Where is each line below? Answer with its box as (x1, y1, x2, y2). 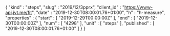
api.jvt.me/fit (5, 9, 32, 15)
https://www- (124, 4, 153, 10)
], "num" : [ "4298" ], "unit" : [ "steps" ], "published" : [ (39, 20, 155, 26)
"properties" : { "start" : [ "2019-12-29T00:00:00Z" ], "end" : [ (5, 15, 136, 20)
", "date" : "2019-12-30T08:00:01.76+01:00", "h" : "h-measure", (31, 9, 165, 15)
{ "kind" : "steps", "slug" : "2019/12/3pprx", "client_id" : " (5, 4, 124, 10)
